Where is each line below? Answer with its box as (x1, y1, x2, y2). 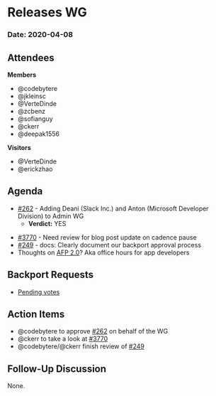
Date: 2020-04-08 (7, 30, 73, 40)
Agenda (7, 186, 43, 198)
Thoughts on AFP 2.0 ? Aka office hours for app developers (17, 248, 190, 257)
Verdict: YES (28, 219, 67, 228)
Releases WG (7, 4, 87, 21)
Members (7, 70, 37, 79)
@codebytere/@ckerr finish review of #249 (17, 342, 145, 350)
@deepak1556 (17, 129, 60, 138)
